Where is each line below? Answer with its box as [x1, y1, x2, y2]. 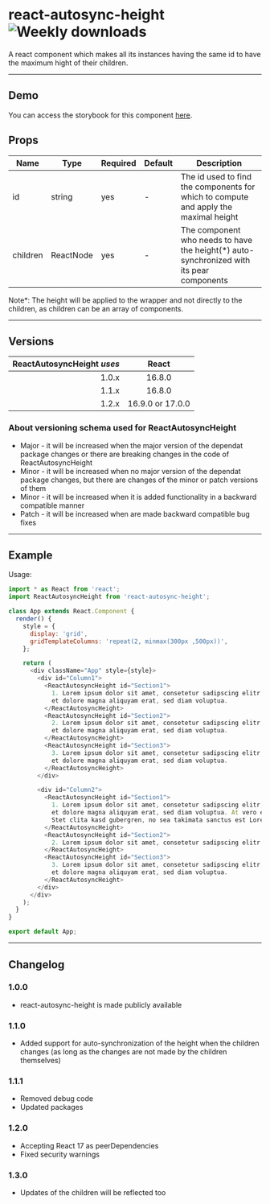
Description [196, 157, 243, 168]
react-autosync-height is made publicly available [19, 1000, 182, 1009]
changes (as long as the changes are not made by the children [19, 1047, 227, 1057]
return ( [22, 659, 52, 667]
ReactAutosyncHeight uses [12, 358, 121, 369]
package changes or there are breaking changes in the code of [19, 449, 230, 459]
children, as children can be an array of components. [8, 303, 184, 313]
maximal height [180, 211, 239, 222]
